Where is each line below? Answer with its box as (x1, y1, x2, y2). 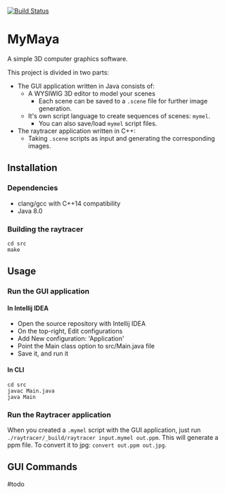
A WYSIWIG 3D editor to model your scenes (27, 89, 156, 98)
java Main (7, 393, 37, 400)
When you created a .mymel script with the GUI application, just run (7, 426, 201, 434)
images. (27, 141, 51, 150)
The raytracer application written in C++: (17, 127, 136, 135)
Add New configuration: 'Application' (17, 334, 124, 343)
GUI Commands (7, 461, 78, 473)
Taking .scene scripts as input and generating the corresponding (27, 134, 216, 142)
